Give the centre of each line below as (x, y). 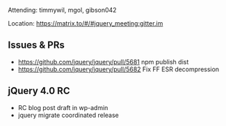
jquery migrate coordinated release (68, 115)
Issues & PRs (36, 45)
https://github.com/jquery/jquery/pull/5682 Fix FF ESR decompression (119, 69)
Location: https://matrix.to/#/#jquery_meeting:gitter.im (86, 23)
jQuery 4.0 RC (39, 91)
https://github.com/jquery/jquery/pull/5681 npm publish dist (103, 62)
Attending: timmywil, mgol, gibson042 (62, 10)
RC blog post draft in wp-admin (63, 107)
